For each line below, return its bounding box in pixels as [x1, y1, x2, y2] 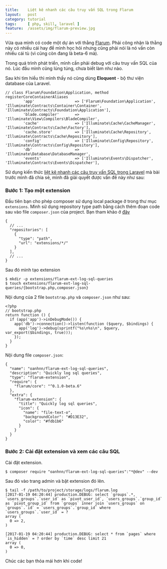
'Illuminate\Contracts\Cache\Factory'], [5, 125, 91, 130]
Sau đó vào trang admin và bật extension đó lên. [5, 478, 105, 484]
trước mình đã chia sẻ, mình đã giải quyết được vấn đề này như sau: [5, 174, 145, 180]
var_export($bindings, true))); [5, 330, 73, 335]
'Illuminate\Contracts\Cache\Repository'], [5, 134, 98, 139]
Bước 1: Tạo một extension [5, 187, 71, 194]
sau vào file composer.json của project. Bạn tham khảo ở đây [5, 209, 130, 215]
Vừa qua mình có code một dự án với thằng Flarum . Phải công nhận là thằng [5, 40, 162, 46]
